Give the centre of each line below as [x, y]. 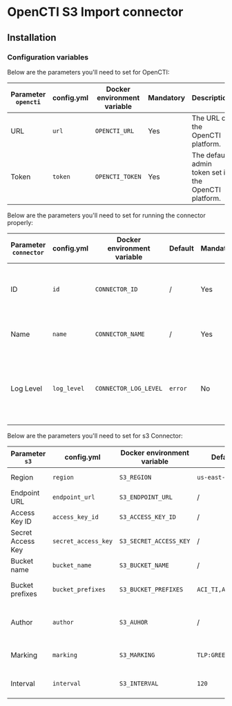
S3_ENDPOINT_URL [146, 497]
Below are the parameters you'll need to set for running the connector [106, 215]
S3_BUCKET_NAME [144, 565]
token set [207, 172]
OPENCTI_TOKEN [118, 176]
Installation [32, 38]
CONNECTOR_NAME [120, 334]
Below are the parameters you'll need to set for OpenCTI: [88, 72]
